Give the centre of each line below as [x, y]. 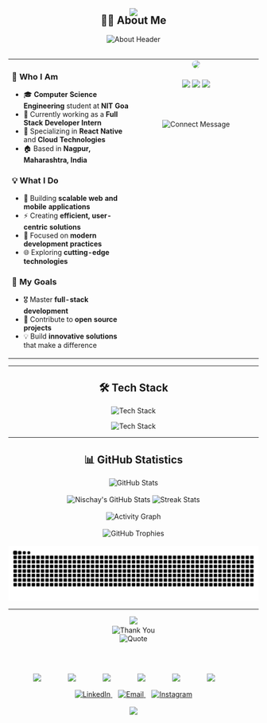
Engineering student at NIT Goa [76, 106]
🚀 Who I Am [35, 77]
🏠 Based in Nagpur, [57, 149]
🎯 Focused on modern [60, 235]
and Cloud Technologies [64, 140]
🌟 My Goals [34, 281]
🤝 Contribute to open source [70, 319]
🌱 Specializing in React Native [73, 131]
